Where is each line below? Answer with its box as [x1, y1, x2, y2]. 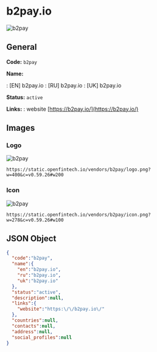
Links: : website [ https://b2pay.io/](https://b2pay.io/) [6, 105, 139, 112]
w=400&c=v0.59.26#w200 [6, 172, 64, 178]
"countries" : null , [12, 317, 59, 323]
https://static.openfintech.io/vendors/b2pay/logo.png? [6, 167, 151, 173]
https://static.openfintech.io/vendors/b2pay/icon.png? [6, 212, 151, 218]
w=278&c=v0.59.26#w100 [6, 217, 64, 223]
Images [6, 123, 35, 133]
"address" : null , [12, 328, 53, 335]
